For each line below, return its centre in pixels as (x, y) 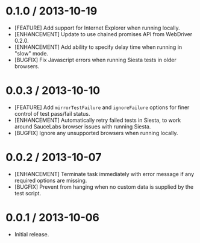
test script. (28, 193)
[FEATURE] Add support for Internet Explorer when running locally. (97, 28)
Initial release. (32, 234)
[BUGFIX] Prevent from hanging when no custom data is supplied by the (104, 187)
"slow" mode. (31, 53)
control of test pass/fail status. (52, 113)
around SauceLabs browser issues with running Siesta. (83, 126)
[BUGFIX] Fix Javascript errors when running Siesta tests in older (95, 60)
